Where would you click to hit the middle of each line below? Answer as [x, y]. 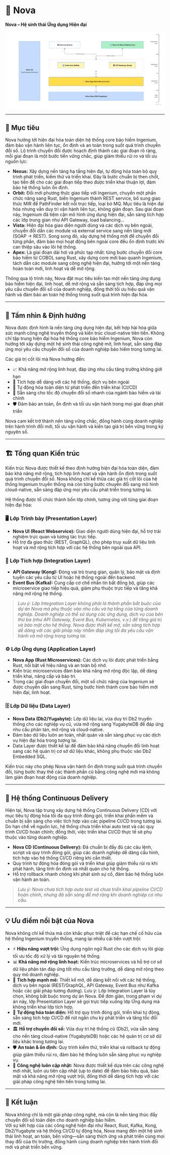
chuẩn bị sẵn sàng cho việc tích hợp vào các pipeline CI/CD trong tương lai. [84, 821]
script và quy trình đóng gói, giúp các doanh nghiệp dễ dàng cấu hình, [86, 853]
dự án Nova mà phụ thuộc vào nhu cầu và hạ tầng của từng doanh [88, 609]
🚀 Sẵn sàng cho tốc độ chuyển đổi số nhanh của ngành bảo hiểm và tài [87, 393]
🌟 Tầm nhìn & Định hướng [46, 315]
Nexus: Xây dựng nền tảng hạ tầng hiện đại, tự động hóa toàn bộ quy [85, 171]
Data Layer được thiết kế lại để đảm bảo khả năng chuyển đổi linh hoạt [86, 746]
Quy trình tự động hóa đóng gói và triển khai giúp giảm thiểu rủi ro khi [85, 863]
